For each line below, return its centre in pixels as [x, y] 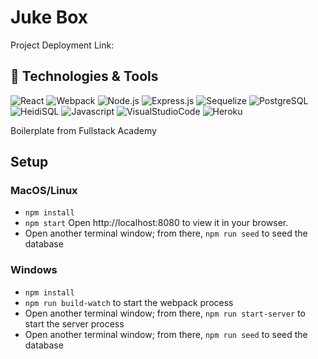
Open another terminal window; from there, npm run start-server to [165, 313]
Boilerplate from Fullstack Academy [83, 130]
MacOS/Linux [44, 191]
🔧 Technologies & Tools [84, 76]
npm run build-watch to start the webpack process [129, 302]
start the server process [74, 323]
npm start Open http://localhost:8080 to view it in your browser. [156, 223]
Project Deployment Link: [62, 45]
